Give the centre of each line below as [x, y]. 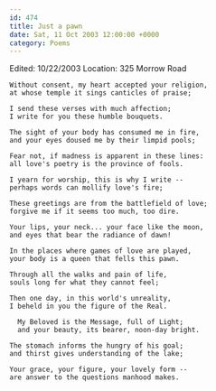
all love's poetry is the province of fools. [96, 164]
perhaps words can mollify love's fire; [87, 188]
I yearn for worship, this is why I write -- [96, 180]
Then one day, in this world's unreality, [90, 299]
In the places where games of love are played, [101, 251]
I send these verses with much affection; [90, 109]
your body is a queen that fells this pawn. [94, 259]
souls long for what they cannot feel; [85, 283]
